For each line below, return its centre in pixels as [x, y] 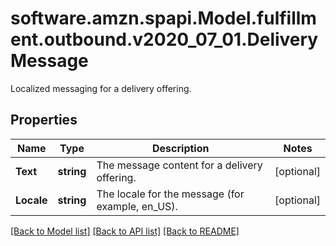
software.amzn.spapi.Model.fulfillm [163, 18]
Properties [44, 120]
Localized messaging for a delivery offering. [101, 88]
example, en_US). [137, 206]
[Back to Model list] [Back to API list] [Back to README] [125, 231]
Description [181, 148]
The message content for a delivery [179, 165]
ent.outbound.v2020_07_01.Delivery [164, 39]
